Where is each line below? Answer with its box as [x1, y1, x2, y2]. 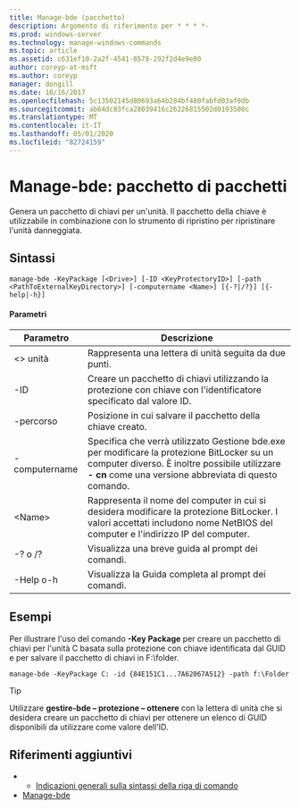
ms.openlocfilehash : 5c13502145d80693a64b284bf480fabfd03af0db [9, 96, 250, 105]
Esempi [9, 610, 52, 625]
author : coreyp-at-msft [9, 63, 98, 72]
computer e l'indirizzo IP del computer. [87, 527, 250, 540]
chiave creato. [87, 420, 147, 433]
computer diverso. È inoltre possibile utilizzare [87, 457, 281, 469]
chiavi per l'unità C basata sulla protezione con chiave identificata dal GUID [9, 643, 286, 653]
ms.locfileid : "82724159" [9, 138, 105, 147]
